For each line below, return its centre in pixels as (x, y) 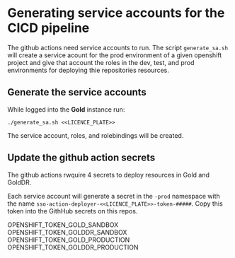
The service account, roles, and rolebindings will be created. (96, 135)
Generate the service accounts (77, 92)
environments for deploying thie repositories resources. (88, 70)
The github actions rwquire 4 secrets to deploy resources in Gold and (109, 175)
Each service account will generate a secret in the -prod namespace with (114, 196)
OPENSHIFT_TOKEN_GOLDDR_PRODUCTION (73, 247)
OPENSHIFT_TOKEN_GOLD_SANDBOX (63, 225)
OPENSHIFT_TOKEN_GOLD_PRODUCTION (69, 240)
